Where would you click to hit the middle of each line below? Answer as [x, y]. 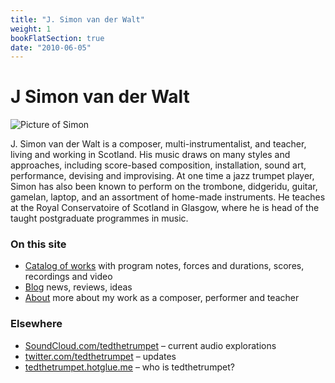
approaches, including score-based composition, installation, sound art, [158, 165]
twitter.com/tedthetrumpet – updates [100, 356]
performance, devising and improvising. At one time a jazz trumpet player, [162, 176]
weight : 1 [31, 29]
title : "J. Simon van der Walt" [77, 19]
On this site [38, 244]
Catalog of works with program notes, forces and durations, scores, [164, 266]
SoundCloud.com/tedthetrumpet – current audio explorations [150, 345]
